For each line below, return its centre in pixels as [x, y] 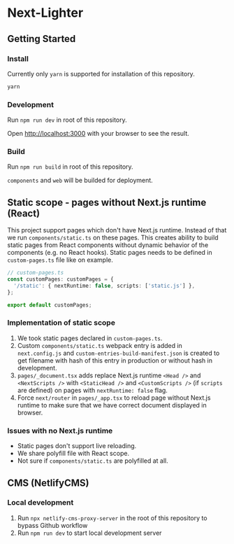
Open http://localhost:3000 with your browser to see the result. [98, 134]
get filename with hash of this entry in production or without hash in [115, 360]
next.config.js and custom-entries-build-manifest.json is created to [118, 353]
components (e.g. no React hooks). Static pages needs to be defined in [110, 253]
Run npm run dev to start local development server [89, 533]
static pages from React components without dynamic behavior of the [108, 245]
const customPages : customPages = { [60, 279]
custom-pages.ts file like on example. [60, 260]
